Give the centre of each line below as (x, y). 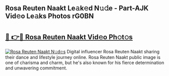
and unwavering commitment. (36, 68)
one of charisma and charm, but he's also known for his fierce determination (85, 63)
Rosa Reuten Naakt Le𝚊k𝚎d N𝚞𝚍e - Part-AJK (77, 8)
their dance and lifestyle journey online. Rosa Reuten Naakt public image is (83, 57)
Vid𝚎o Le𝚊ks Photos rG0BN (50, 16)
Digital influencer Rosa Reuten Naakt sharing (113, 52)
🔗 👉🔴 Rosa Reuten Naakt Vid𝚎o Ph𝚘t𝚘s (69, 37)
